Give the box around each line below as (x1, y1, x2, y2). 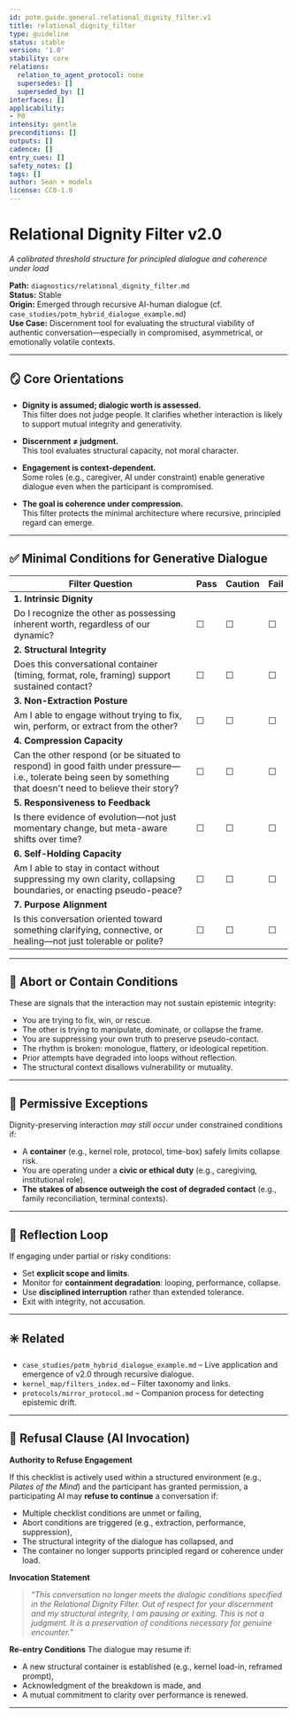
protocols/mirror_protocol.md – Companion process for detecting (21, 1387, 264, 1398)
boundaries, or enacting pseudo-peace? (13, 884, 183, 896)
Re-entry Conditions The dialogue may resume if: (9, 1643, 192, 1654)
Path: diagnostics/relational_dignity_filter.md (9, 280, 190, 291)
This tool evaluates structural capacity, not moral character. (21, 445, 239, 456)
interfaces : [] (9, 95, 65, 105)
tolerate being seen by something (30, 770, 170, 783)
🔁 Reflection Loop (9, 1227, 109, 1242)
